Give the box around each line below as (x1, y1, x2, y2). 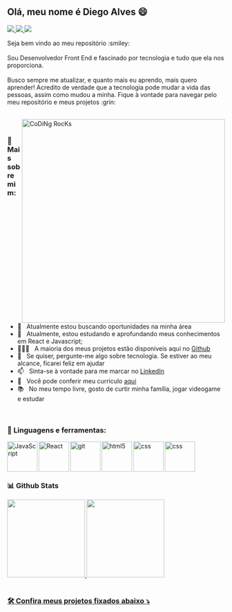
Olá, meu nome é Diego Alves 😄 (7, 6, 148, 18)
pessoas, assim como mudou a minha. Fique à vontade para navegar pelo (7, 90, 217, 98)
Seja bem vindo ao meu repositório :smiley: (7, 39, 130, 47)
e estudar (17, 394, 45, 403)
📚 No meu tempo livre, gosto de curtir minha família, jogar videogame (17, 385, 221, 393)
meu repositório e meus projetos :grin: (7, 98, 116, 106)
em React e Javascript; (17, 337, 83, 345)
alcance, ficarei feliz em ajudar (17, 359, 105, 367)
